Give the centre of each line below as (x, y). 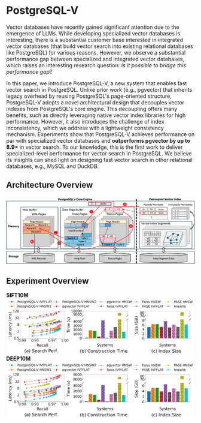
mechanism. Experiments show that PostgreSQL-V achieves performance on (100, 134)
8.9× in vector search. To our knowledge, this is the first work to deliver (95, 147)
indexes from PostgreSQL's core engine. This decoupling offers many (92, 109)
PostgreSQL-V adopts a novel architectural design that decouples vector (95, 102)
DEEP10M (19, 359)
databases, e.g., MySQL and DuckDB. (53, 166)
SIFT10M (17, 295)
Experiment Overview (48, 280)
